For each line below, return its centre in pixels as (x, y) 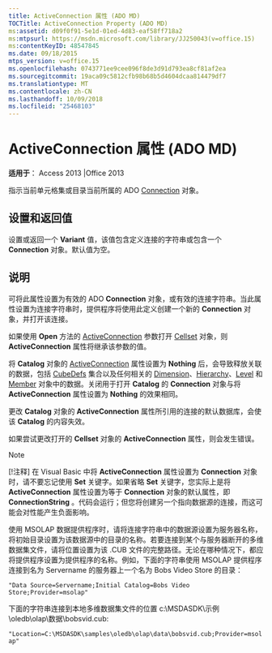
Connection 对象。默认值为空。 (62, 249)
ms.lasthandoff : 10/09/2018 (56, 99)
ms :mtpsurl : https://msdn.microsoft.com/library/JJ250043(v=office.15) (132, 39)
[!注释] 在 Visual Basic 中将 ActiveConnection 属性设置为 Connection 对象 (133, 471)
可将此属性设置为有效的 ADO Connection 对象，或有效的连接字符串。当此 (132, 299)
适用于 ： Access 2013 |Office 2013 (66, 173)
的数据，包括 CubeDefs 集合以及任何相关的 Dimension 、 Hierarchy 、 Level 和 (136, 373)
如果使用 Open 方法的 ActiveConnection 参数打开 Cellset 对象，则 (118, 336)
